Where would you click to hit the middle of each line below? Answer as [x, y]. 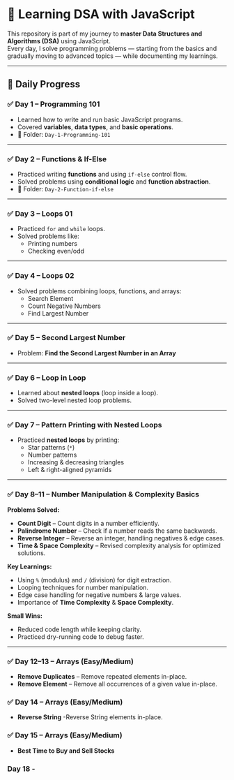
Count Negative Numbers [64, 306]
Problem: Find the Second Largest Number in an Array [96, 353]
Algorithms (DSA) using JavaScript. [59, 41]
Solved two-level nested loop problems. [75, 400]
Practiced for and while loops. [61, 229]
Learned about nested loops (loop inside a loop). [88, 393]
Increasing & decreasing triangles [76, 462]
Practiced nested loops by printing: [68, 440]
